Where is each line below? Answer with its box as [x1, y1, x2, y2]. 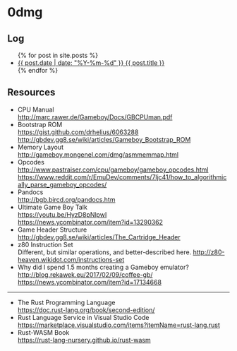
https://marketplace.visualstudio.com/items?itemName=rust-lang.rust [17, 321, 221, 329]
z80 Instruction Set [17, 240, 73, 249]
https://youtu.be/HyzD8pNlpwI [17, 210, 107, 219]
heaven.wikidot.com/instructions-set [17, 255, 125, 263]
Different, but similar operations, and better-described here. [17, 248, 192, 256]
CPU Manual [17, 105, 54, 114]
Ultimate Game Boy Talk [17, 203, 88, 211]
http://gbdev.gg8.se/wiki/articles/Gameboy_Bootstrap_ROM [17, 135, 191, 143]
